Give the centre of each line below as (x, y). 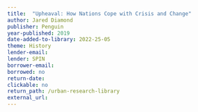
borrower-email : (31, 65)
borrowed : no (26, 72)
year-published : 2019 (39, 33)
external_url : (28, 98)
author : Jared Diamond (40, 20)
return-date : (26, 78)
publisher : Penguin (36, 26)
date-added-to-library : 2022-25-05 (59, 40)
